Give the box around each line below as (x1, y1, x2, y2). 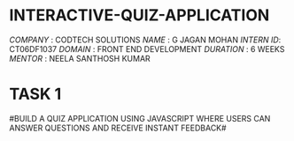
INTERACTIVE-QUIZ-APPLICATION (9, 5, 270, 26)
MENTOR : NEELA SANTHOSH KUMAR (9, 53, 151, 63)
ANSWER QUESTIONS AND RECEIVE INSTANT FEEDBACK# (9, 122, 228, 133)
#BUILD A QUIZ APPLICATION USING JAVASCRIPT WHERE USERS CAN (9, 113, 271, 123)
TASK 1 (9, 85, 62, 104)
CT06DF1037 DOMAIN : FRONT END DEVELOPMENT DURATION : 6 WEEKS (9, 43, 285, 54)
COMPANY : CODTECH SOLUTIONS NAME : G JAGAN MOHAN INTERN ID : (9, 34, 282, 45)
